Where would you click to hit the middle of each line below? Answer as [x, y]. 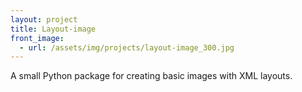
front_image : [37, 38]
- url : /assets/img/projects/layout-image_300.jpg [127, 47]
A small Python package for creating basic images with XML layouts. [151, 76]
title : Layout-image [53, 29]
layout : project [44, 19]
